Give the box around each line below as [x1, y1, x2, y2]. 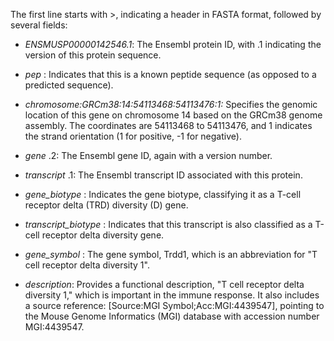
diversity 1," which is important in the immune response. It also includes [24, 289, 320, 301]
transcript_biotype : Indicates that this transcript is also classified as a [24, 219, 313, 230]
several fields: [10, 19, 68, 31]
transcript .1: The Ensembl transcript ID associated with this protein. [24, 169, 303, 181]
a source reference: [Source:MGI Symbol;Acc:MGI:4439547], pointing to [24, 300, 325, 311]
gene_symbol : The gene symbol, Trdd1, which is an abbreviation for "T [24, 249, 318, 260]
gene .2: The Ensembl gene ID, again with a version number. [24, 150, 273, 161]
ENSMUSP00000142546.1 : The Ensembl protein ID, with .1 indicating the [24, 39, 322, 50]
